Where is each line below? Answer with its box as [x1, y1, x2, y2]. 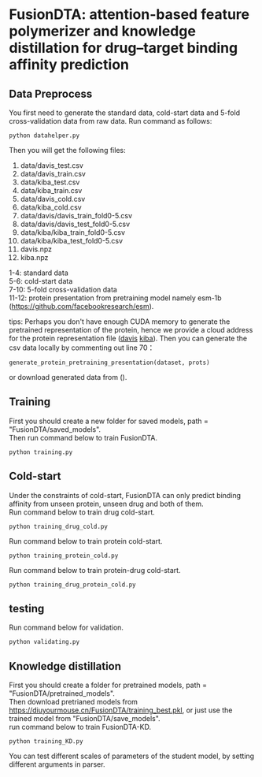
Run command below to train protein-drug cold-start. [9, 565, 181, 574]
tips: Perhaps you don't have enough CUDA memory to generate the [9, 317, 231, 326]
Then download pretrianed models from [9, 697, 138, 707]
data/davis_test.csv [20, 161, 83, 170]
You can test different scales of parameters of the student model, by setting [9, 751, 255, 761]
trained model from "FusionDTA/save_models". [9, 714, 161, 723]
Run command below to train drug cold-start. [9, 507, 156, 517]
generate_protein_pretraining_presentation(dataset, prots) [9, 359, 211, 366]
